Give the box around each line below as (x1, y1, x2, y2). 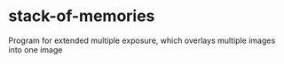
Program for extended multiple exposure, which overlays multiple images (8, 35, 276, 46)
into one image (8, 44, 63, 54)
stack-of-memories (8, 6, 155, 26)
